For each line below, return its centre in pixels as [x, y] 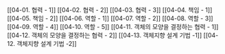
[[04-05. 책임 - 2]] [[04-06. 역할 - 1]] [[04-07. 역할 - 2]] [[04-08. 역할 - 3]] [110, 18]
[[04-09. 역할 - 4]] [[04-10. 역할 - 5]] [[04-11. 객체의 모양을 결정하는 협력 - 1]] [113, 27]
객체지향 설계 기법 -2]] [47, 44]
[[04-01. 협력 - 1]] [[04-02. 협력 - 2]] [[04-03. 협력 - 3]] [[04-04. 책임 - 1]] [110, 10]
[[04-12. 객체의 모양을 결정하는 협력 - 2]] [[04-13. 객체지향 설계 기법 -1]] [105, 35]
